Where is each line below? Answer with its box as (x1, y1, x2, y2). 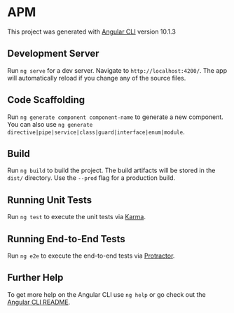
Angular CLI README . (7, 298, 71, 306)
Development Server (7, 48, 99, 60)
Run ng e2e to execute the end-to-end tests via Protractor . (7, 251, 175, 260)
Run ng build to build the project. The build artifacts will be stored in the (7, 166, 216, 175)
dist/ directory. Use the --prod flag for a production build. (7, 174, 175, 182)
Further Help (7, 272, 64, 284)
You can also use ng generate (7, 120, 93, 128)
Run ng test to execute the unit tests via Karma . (7, 213, 146, 221)
